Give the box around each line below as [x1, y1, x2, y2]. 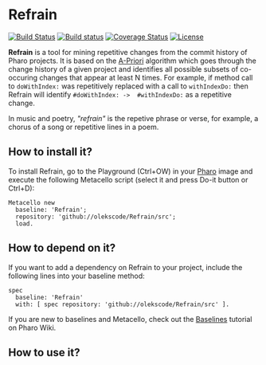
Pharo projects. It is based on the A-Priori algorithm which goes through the [8, 56, 257, 65]
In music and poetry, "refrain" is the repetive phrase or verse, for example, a [8, 113, 259, 123]
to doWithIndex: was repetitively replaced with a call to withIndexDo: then [8, 81, 248, 91]
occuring [8, 73, 38, 82]
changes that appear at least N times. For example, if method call [39, 73, 253, 82]
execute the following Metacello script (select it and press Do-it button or [8, 175, 248, 184]
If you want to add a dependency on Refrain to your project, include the [8, 262, 243, 272]
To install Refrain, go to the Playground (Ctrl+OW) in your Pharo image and [8, 166, 253, 176]
